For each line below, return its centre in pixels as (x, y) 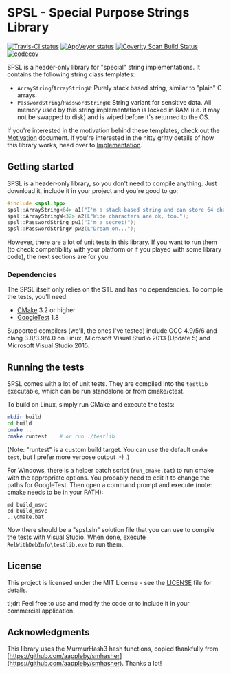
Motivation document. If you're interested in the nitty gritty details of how (111, 137)
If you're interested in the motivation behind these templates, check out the (113, 130)
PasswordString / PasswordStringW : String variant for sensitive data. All (114, 102)
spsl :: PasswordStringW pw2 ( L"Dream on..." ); (72, 229)
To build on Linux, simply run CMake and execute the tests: (91, 405)
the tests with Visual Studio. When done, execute (77, 537)
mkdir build (24, 417)
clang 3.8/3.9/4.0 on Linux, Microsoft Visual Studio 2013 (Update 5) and (109, 338)
